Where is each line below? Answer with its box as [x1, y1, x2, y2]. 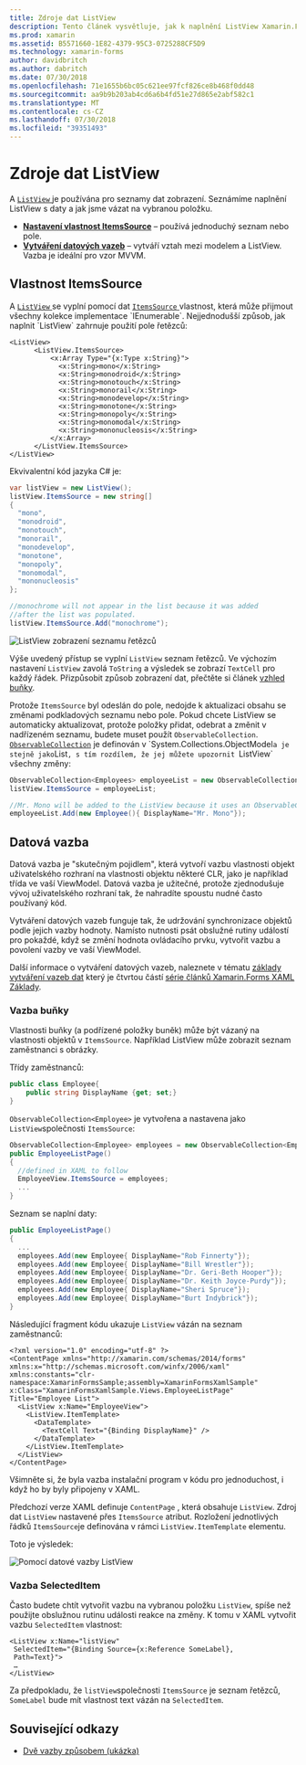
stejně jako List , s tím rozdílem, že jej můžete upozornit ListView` [9, 748, 273, 759]
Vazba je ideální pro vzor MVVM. [22, 249, 147, 260]
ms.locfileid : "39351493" [9, 124, 107, 133]
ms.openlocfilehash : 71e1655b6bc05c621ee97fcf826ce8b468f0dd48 [9, 81, 255, 90]
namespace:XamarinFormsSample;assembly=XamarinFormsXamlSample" [9, 1378, 259, 1387]
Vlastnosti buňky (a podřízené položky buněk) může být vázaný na [9, 1025, 260, 1036]
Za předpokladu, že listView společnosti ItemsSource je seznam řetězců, [9, 1685, 280, 1696]
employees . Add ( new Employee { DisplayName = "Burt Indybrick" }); [17, 1294, 259, 1303]
